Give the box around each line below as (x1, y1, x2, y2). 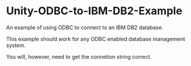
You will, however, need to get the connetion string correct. (6, 53, 152, 60)
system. (6, 42, 26, 49)
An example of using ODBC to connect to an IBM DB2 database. (6, 24, 164, 31)
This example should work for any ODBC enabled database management (6, 35, 186, 42)
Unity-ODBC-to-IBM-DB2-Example (6, 4, 183, 18)
